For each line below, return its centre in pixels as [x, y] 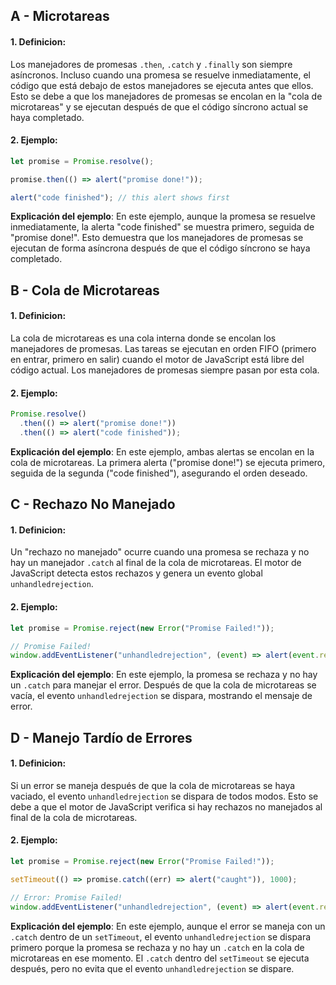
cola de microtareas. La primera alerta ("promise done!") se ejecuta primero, [168, 462]
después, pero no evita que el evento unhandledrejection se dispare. [152, 968]
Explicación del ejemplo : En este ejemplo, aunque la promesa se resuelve [163, 216]
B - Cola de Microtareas [85, 290]
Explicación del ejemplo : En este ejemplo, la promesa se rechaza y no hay [164, 675]
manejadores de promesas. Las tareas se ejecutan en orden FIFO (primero [163, 349]
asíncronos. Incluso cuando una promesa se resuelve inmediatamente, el [160, 75]
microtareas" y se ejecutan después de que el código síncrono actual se [159, 106]
